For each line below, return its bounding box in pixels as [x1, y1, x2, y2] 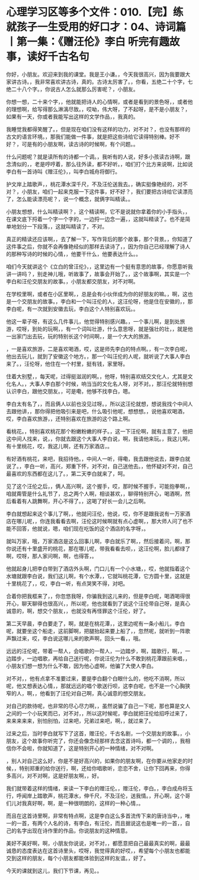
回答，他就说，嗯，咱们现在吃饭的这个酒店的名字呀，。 [16, 525, 149, 532]
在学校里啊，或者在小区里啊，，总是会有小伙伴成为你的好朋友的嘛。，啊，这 [6, 290, 188, 297]
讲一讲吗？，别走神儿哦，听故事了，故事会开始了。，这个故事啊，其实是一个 [6, 270, 191, 277]
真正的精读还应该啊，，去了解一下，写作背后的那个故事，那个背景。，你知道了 [6, 235, 193, 242]
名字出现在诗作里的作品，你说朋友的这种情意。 [16, 827, 131, 834]
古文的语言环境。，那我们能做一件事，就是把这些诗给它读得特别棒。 [6, 133, 170, 140]
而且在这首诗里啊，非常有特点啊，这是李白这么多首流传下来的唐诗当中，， [6, 812, 185, 819]
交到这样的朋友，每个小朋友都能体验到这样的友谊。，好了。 [6, 854, 149, 862]
